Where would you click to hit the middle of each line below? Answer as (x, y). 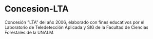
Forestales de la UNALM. (29, 32)
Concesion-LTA (37, 9)
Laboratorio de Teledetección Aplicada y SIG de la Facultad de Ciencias (76, 27)
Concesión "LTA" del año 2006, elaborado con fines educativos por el (75, 22)
